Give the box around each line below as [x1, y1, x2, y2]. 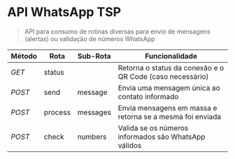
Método [10, 51, 37, 61]
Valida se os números [117, 123, 189, 132]
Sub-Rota [77, 51, 111, 61]
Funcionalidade [144, 51, 198, 61]
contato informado [117, 91, 179, 101]
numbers [77, 132, 107, 142]
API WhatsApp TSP [7, 4, 121, 20]
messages [77, 107, 112, 117]
